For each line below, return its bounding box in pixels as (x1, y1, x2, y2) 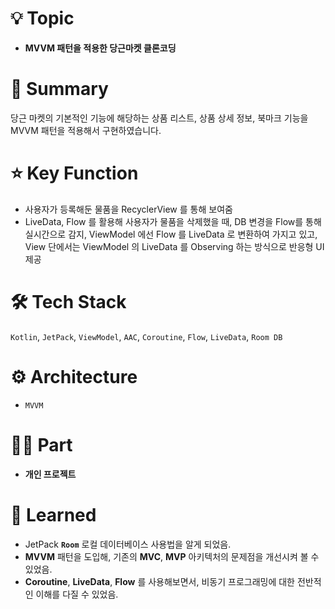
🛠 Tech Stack (10, 291, 127, 313)
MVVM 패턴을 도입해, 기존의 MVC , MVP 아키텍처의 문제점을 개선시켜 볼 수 (24, 550, 320, 562)
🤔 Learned (10, 503, 97, 526)
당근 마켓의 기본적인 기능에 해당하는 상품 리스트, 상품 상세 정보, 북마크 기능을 (10, 112, 309, 124)
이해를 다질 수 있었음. (35, 588, 119, 600)
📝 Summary (10, 78, 109, 101)
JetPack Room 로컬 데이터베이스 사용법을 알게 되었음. (24, 538, 232, 550)
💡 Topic (10, 7, 75, 30)
